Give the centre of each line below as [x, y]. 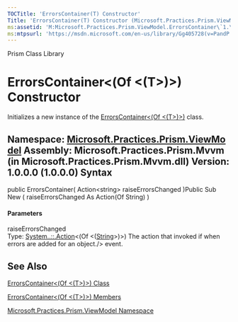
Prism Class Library [36, 54]
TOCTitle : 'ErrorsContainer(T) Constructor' [74, 14]
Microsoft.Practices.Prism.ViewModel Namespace [81, 311]
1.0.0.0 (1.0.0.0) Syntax [60, 172]
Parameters [25, 213]
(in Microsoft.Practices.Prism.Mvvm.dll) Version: [119, 161]
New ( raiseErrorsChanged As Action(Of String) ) [79, 197]
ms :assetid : [25, 27]
